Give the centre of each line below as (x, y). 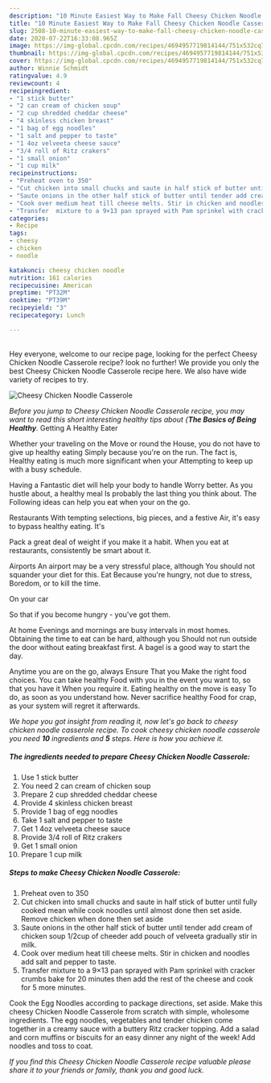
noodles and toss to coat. (51, 1046)
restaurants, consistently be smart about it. (80, 550)
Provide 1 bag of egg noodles (69, 811)
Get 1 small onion (49, 846)
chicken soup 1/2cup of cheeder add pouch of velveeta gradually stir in (139, 935)
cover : (20, 61)
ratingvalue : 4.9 (38, 76)
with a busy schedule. (45, 469)
